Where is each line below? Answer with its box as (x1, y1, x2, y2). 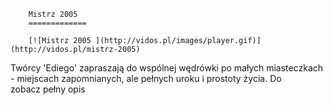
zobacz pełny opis (10, 83, 86, 95)
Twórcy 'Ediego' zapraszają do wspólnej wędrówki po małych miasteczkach (10, 62, 324, 74)
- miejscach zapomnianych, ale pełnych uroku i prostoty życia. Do (10, 73, 282, 84)
